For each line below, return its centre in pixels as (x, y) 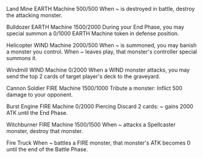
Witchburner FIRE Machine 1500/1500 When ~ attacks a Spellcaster (91, 125)
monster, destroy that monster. (45, 131)
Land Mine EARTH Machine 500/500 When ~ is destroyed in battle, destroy (101, 9)
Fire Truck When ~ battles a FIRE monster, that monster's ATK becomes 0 (98, 143)
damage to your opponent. (40, 94)
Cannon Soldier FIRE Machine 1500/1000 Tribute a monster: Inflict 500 (94, 88)
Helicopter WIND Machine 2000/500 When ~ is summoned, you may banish (101, 45)
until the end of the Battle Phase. (47, 149)
